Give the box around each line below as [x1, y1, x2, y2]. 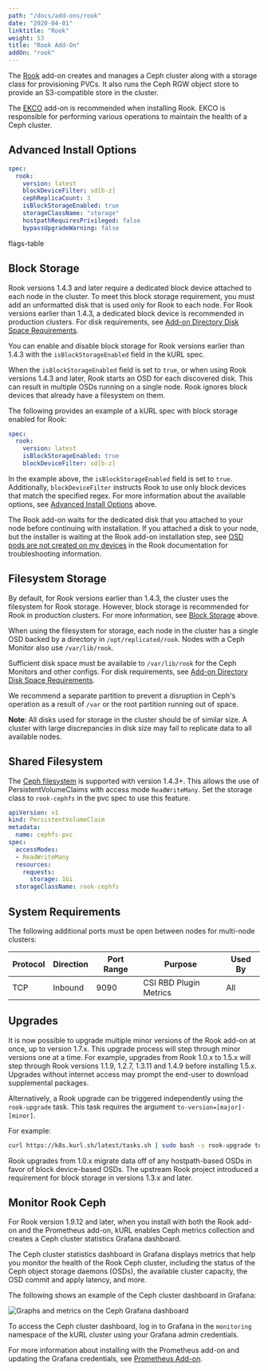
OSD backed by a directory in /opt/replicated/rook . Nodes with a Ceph [8, 634, 245, 644]
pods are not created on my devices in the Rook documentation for [8, 540, 229, 550]
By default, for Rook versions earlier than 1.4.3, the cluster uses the [8, 593, 229, 603]
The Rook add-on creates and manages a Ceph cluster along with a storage [8, 71, 258, 80]
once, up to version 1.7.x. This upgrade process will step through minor [8, 1044, 241, 1054]
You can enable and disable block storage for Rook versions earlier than [8, 341, 245, 350]
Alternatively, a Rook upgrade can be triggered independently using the [8, 1093, 243, 1103]
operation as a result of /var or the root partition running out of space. [8, 699, 239, 708]
